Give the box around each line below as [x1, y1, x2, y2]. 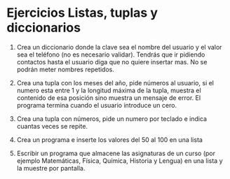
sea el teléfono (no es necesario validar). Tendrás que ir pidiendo [16, 50, 205, 59]
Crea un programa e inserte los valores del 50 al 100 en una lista [16, 135, 203, 144]
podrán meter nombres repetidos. [16, 65, 115, 73]
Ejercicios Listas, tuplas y [6, 5, 158, 21]
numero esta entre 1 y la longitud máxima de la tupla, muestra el [16, 86, 201, 94]
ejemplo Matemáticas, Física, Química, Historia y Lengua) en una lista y [16, 156, 223, 165]
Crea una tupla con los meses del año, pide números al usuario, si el [16, 78, 215, 87]
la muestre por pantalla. [16, 164, 86, 172]
